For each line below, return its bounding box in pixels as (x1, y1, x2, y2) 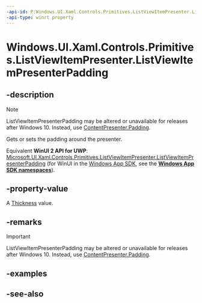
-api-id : (6, 8, 28, 15)
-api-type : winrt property (6, 14, 74, 20)
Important (6, 233, 31, 240)
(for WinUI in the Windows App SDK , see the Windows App (47, 160, 195, 167)
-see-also (6, 289, 44, 299)
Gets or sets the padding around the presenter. (6, 135, 123, 142)
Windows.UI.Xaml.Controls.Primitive (6, 40, 194, 54)
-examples (6, 268, 47, 278)
